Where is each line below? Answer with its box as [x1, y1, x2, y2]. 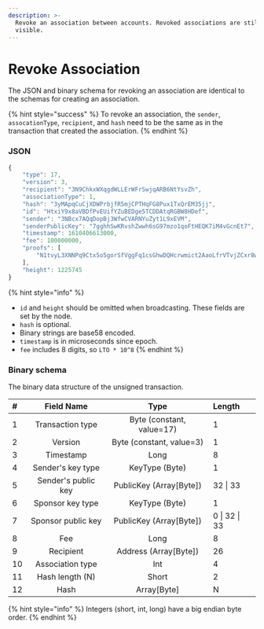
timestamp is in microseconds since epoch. [19, 336, 159, 346]
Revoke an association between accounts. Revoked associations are [15, 19, 241, 27]
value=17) [138, 424, 178, 435]
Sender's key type [32, 462, 101, 473]
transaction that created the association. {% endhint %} [8, 127, 189, 136]
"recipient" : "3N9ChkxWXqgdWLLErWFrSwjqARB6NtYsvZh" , [22, 186, 202, 193]
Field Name [44, 400, 88, 411]
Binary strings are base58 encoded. [19, 328, 136, 337]
